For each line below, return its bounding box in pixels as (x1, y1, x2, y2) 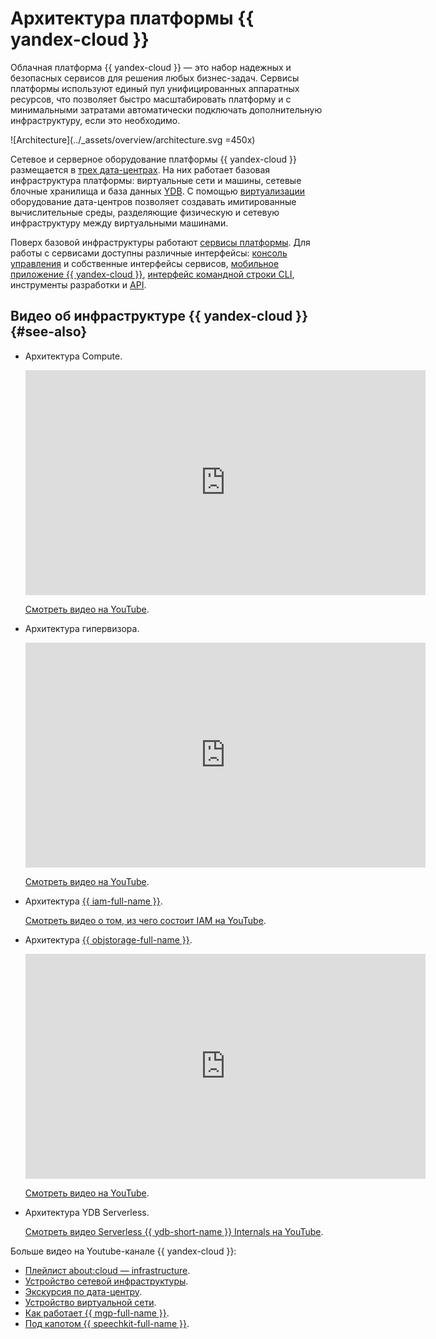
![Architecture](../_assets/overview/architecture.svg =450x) (10, 133, 256, 146)
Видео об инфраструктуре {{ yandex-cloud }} (10, 308, 308, 325)
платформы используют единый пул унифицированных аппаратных (10, 82, 300, 94)
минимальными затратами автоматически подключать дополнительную (10, 103, 323, 116)
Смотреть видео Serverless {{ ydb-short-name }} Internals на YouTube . (24, 1225, 324, 1237)
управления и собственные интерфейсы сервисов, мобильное (10, 257, 280, 269)
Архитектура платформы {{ (10, 7, 255, 30)
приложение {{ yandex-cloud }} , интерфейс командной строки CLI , (10, 268, 295, 280)
